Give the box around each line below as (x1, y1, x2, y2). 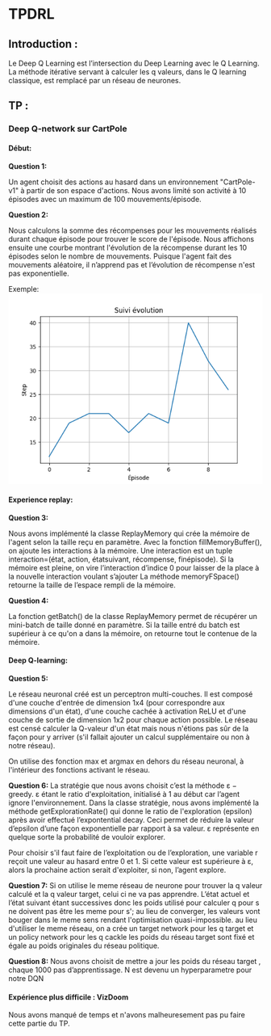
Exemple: (8, 284, 40, 293)
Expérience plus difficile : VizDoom (8, 992, 129, 1002)
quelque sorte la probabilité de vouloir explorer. (8, 832, 166, 841)
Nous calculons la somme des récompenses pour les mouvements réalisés (8, 225, 257, 235)
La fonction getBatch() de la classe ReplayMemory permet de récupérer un (8, 611, 258, 621)
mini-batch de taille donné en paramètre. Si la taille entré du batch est (8, 620, 240, 630)
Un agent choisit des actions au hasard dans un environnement (8, 177, 219, 187)
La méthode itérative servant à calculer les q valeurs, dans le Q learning (8, 67, 247, 77)
